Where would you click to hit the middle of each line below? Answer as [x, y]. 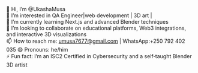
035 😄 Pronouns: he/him [37, 50]
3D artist [17, 65]
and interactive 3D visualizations [46, 34]
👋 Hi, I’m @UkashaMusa [36, 9]
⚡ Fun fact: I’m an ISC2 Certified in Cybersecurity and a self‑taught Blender [99, 56]
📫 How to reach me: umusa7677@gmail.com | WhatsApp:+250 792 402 [96, 41]
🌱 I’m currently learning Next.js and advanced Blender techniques [88, 22]
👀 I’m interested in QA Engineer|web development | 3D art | [79, 15]
